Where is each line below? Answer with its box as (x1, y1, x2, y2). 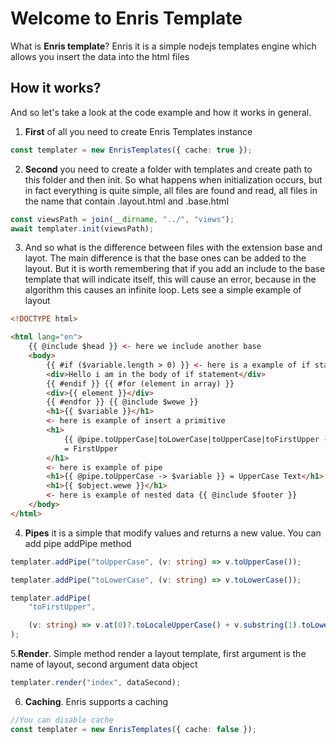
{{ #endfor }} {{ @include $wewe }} (46, 397, 199, 407)
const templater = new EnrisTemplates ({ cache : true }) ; (10, 145, 253, 155)
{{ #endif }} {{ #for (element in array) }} (46, 378, 235, 389)
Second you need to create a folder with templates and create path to (24, 163, 313, 175)
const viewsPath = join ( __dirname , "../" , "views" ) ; (10, 214, 235, 224)
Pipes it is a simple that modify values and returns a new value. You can (24, 527, 322, 539)
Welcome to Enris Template (10, 7, 243, 30)
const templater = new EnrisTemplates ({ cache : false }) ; (10, 724, 257, 734)
